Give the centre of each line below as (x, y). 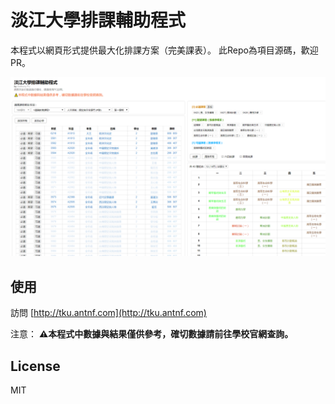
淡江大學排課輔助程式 (98, 20)
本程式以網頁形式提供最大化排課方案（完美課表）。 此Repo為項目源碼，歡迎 (164, 50)
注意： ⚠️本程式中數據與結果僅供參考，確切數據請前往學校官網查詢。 (152, 334)
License (35, 366)
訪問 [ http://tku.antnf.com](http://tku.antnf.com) (108, 313)
